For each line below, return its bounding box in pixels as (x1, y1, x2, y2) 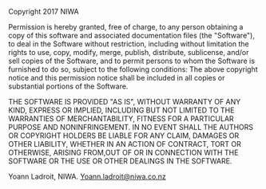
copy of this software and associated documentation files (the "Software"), (8, 31, 256, 40)
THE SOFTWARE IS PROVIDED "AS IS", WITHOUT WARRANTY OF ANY (8, 97, 241, 106)
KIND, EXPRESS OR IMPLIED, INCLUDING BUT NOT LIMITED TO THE (8, 105, 235, 115)
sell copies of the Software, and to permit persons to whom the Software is (8, 56, 256, 65)
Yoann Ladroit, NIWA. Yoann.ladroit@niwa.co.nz (8, 171, 166, 181)
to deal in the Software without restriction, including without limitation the (8, 39, 249, 49)
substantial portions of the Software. (8, 81, 129, 91)
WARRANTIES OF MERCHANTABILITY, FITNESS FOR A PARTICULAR (8, 114, 234, 123)
